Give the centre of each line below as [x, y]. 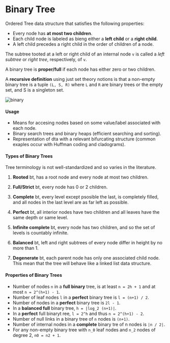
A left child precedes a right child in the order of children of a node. [83, 44]
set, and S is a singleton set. [35, 90]
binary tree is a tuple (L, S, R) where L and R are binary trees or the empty [84, 84]
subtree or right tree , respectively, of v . [46, 59]
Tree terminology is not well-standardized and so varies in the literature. [81, 167]
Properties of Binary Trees [34, 275]
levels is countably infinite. [40, 233]
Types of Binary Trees [29, 156]
